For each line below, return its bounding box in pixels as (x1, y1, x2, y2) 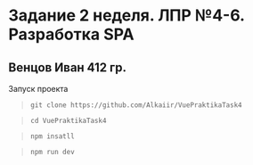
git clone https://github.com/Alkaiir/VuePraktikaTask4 (29, 101, 242, 110)
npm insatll (29, 132, 75, 141)
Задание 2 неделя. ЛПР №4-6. (8, 5, 245, 26)
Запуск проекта (8, 84, 69, 94)
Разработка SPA (8, 24, 135, 45)
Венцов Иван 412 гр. (8, 60, 126, 75)
